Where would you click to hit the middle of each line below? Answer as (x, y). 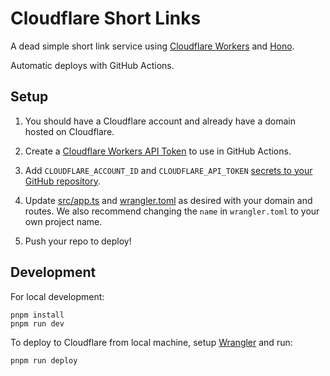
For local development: (57, 296)
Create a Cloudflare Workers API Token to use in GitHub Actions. (158, 151)
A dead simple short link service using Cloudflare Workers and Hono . (152, 46)
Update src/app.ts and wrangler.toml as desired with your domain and (168, 200)
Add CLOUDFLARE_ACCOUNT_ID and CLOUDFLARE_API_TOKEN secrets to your (168, 170)
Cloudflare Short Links (106, 18)
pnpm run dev (37, 323)
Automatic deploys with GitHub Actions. (92, 65)
